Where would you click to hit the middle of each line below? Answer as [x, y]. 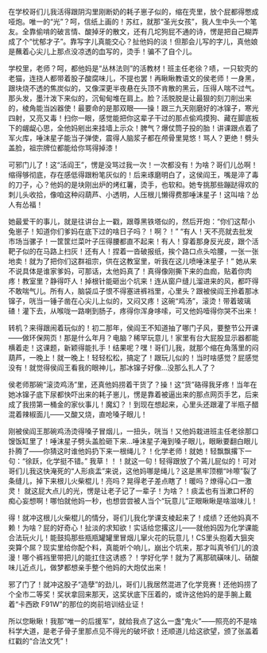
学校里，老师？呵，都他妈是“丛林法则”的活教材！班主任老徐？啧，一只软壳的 [133, 68]
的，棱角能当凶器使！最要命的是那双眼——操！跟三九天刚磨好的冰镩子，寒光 [133, 108]
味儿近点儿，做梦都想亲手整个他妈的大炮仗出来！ [88, 567]
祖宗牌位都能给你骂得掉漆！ [74, 148]
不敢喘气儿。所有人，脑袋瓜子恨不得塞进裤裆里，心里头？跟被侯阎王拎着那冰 [133, 291]
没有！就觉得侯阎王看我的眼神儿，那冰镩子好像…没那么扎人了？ [112, 367]
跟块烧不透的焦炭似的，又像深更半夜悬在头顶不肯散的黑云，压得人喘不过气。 [133, 88]
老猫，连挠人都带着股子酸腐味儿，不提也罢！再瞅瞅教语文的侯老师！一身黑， [133, 78]
